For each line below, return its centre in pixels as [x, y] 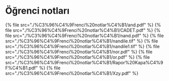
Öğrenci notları [37, 11]
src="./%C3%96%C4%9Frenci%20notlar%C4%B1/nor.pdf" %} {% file [79, 52]
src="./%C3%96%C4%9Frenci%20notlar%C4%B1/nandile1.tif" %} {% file [82, 46]
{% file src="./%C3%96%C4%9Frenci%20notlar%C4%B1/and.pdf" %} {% [83, 25]
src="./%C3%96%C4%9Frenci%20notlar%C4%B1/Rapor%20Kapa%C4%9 [84, 62]
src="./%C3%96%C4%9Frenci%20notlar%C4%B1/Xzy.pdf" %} [72, 73]
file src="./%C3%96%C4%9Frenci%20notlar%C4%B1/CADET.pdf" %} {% [83, 30]
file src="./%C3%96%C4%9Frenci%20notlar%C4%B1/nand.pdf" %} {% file [85, 35]
